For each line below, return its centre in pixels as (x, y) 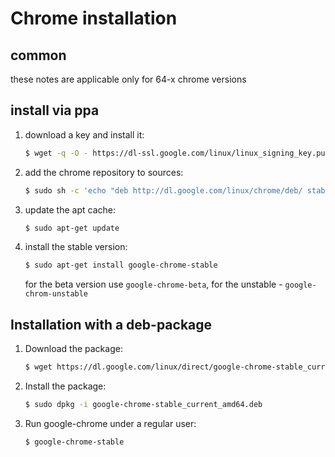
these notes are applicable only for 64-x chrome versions (128, 79)
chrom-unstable (56, 294)
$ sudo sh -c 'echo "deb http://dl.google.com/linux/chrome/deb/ (163, 190)
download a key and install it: (84, 134)
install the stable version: (76, 247)
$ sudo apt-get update (72, 228)
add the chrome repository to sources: (104, 172)
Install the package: (65, 386)
